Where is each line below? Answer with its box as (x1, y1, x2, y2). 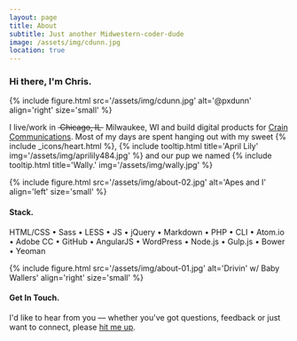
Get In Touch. (9, 292, 60, 303)
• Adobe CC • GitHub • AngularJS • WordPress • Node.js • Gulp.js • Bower (9, 236, 285, 247)
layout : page (9, 12, 58, 22)
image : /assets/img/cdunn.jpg (9, 37, 121, 47)
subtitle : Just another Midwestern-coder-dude (9, 29, 184, 38)
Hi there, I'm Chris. (9, 75, 92, 88)
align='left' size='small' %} (9, 186, 108, 197)
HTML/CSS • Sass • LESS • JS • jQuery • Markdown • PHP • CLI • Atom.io (9, 226, 285, 237)
